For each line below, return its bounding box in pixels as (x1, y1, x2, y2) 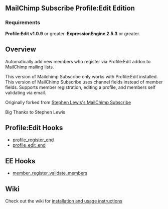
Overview (5, 45, 37, 54)
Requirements (5, 19, 41, 26)
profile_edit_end (12, 142, 46, 148)
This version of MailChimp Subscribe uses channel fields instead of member (5, 79, 163, 85)
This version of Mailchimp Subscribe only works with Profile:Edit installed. (5, 73, 158, 79)
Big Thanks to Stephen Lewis (5, 109, 66, 115)
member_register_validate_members (12, 170, 88, 176)
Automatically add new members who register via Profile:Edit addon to (5, 58, 151, 64)
